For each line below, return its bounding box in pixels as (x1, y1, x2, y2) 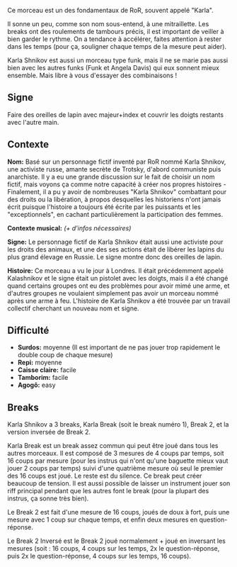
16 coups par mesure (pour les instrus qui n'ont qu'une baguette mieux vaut (7, 456, 229, 465)
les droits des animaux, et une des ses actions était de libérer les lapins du (7, 245, 224, 254)
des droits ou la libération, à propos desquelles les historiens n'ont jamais (7, 195, 221, 203)
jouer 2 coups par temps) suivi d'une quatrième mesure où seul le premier (7, 464, 224, 473)
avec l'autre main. (7, 118, 59, 126)
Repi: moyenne (17, 358, 62, 367)
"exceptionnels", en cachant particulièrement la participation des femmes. (7, 210, 224, 218)
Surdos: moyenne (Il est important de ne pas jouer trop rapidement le (17, 343, 221, 352)
